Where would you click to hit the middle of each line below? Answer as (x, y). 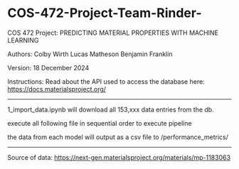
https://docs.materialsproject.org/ (57, 89)
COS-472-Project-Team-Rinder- (105, 13)
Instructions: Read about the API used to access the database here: (106, 81)
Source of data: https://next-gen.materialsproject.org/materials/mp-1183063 (119, 157)
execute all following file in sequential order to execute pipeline (100, 123)
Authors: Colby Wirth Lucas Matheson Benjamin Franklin (90, 54)
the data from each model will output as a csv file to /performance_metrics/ (118, 137)
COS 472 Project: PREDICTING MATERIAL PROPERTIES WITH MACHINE (113, 33)
